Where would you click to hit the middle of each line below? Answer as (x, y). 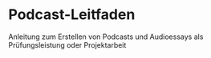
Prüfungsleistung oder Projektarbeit (67, 44)
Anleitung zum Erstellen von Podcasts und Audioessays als (106, 37)
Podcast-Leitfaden (72, 15)
